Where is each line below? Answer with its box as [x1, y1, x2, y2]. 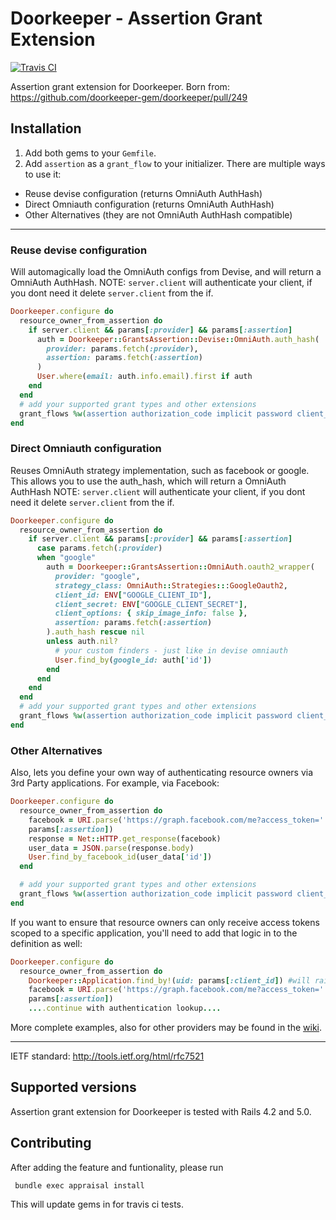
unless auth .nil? [46, 637, 118, 647]
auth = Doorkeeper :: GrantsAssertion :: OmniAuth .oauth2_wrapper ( [46, 562, 315, 572]
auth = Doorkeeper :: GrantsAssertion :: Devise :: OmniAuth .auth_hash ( [36, 334, 320, 344]
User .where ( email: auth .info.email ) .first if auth [36, 372, 253, 382]
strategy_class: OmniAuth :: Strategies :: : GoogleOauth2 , [54, 580, 288, 591]
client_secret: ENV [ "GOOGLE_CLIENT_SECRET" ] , [54, 599, 248, 609]
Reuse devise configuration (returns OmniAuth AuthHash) [24, 187, 263, 199]
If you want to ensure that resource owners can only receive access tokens [10, 916, 320, 928]
